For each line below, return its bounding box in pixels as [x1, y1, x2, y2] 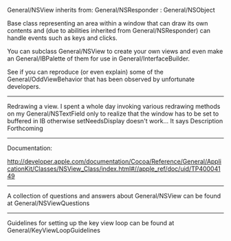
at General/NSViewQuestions [7, 199, 90, 207]
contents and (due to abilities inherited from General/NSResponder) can [7, 27, 211, 34]
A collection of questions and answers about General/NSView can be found [7, 192, 221, 200]
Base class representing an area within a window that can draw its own [7, 19, 208, 27]
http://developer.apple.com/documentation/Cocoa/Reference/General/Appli [7, 158, 222, 165]
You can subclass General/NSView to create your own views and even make [7, 48, 223, 55]
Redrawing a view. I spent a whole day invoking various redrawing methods [7, 103, 221, 110]
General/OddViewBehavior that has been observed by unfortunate [7, 75, 195, 83]
